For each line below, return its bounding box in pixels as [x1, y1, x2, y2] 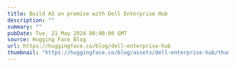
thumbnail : [7, 50, 39, 57]
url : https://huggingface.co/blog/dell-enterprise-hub [7, 43, 171, 50]
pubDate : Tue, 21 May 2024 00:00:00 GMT [7, 29, 128, 37]
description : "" [7, 17, 55, 24]
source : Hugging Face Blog [7, 36, 86, 43]
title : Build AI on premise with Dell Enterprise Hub [7, 10, 169, 17]
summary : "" [7, 23, 42, 30]
